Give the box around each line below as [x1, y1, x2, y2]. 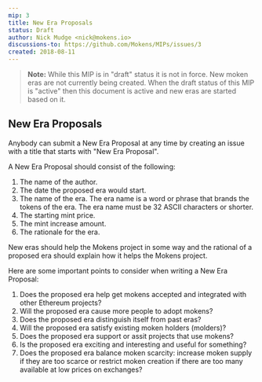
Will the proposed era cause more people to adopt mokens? [19, 306, 213, 315]
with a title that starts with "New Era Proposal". [8, 146, 159, 156]
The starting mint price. [19, 210, 96, 220]
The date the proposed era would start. [19, 185, 147, 195]
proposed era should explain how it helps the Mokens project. [8, 251, 208, 260]
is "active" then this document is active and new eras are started [27, 86, 237, 95]
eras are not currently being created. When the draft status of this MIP [27, 78, 255, 87]
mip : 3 [8, 11, 30, 20]
